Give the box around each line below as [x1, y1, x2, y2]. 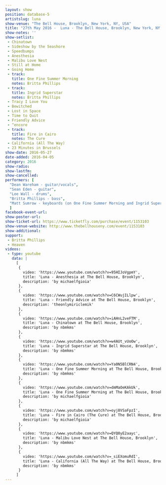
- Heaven [7, 242, 26, 247]
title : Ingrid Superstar [11, 90, 63, 95]
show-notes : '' [5, 30, 37, 35]
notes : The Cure [11, 136, 45, 141]
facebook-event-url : [5, 210, 48, 215]
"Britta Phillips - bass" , [9, 196, 65, 201]
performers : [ [5, 178, 35, 183]
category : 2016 [5, 159, 37, 164]
